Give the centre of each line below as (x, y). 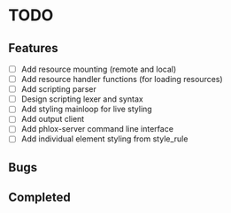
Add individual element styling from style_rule (104, 139)
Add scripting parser (58, 89)
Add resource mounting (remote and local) (99, 69)
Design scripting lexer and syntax (82, 99)
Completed (40, 198)
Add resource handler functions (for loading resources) (122, 80)
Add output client (53, 119)
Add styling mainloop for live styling (86, 109)
